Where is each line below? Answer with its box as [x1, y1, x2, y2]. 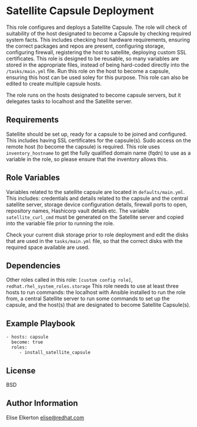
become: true [11, 339, 44, 346]
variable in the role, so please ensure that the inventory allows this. [6, 155, 168, 163]
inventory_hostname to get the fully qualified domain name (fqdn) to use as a [6, 149, 191, 156]
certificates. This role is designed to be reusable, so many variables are [6, 55, 179, 62]
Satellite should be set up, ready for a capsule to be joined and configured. [6, 130, 187, 137]
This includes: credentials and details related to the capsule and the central [6, 195, 188, 202]
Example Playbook [6, 318, 75, 329]
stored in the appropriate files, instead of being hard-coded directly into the [6, 61, 189, 68]
